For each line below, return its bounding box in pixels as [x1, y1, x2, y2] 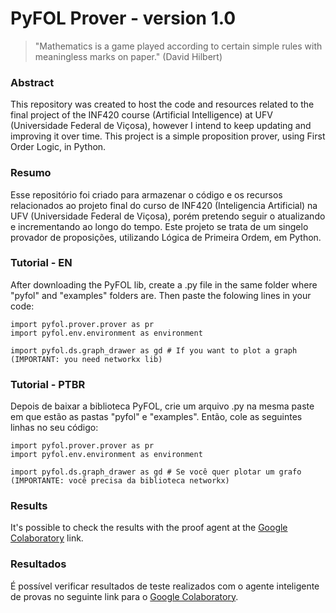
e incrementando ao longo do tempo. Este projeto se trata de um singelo [10, 220, 309, 232]
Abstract [10, 75, 55, 89]
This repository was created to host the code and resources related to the [10, 98, 315, 111]
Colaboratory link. [10, 532, 84, 544]
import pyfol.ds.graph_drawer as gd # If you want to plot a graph [10, 345, 298, 356]
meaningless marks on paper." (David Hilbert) [34, 50, 223, 62]
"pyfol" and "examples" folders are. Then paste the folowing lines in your [10, 289, 312, 301]
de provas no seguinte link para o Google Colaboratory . [10, 590, 239, 602]
